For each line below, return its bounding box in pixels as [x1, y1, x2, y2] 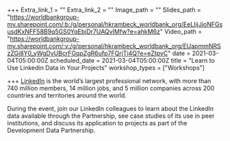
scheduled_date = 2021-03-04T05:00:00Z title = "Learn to [49, 57, 216, 64]
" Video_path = [159, 27, 203, 35]
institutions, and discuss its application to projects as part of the [7, 119, 188, 127]
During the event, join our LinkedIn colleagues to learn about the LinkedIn [7, 105, 214, 112]
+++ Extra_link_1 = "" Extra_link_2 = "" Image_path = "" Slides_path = [7, 6, 202, 14]
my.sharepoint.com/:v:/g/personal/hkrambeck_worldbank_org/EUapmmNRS [7, 42, 221, 50]
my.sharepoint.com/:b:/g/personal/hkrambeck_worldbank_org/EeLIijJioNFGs [7, 20, 223, 28]
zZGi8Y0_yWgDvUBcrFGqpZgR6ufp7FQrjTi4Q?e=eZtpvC [7, 49, 168, 57]
